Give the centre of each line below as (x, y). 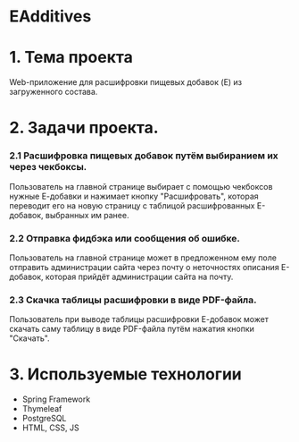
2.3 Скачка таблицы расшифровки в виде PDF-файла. (133, 300)
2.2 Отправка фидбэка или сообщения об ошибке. (125, 238)
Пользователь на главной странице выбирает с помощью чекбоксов (141, 186)
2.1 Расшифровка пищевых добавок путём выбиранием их (144, 156)
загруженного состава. (54, 92)
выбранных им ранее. (87, 215)
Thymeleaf (42, 409)
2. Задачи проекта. (84, 128)
